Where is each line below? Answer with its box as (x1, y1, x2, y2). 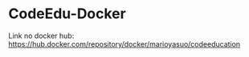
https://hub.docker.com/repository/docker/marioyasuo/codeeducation (8, 39, 241, 48)
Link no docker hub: (8, 31, 75, 40)
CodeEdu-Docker (8, 5, 126, 23)
